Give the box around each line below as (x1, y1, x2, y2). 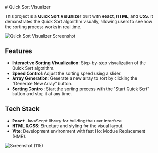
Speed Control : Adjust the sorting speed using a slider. (12, 70, 122, 76)
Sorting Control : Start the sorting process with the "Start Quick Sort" (12, 86, 150, 92)
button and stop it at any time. (12, 91, 72, 96)
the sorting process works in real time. (5, 24, 82, 30)
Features (5, 47, 32, 55)
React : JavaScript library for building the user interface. (12, 118, 123, 123)
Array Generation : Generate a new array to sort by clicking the (12, 75, 138, 81)
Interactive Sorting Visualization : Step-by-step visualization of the (12, 60, 146, 66)
